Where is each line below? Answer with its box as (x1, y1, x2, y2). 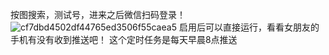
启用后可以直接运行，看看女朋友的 (178, 21, 320, 33)
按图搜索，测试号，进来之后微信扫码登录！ (10, 9, 186, 20)
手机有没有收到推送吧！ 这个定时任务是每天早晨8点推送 (10, 34, 238, 45)
